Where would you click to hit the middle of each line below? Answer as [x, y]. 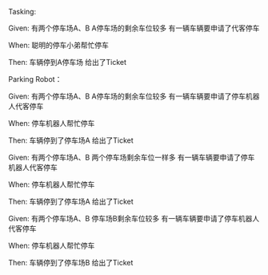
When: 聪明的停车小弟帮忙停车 [59, 45]
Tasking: [22, 12]
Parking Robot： [35, 79]
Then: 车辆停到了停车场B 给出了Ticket [71, 263]
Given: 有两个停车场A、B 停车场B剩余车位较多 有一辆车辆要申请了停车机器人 [134, 218]
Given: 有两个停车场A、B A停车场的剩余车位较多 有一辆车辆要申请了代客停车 [134, 28]
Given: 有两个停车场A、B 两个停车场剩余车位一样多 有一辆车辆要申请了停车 [132, 157]
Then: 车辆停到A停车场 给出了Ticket [67, 62]
